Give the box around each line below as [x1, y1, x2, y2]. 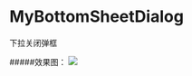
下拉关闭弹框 [9, 37, 57, 48]
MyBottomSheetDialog [9, 6, 184, 27]
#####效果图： [9, 56, 67, 67]
